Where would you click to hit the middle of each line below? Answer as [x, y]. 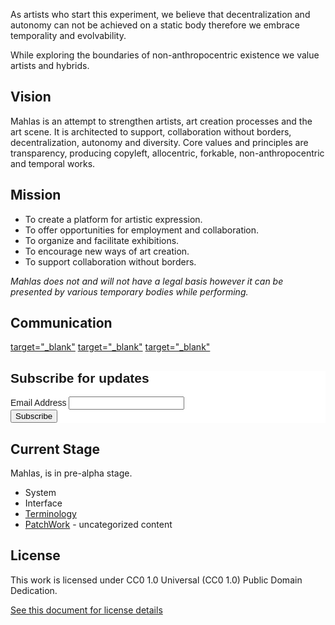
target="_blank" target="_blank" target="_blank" [110, 347]
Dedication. [34, 590]
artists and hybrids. [50, 65]
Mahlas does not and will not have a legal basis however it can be [147, 281]
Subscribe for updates [80, 378]
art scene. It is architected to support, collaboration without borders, [151, 131]
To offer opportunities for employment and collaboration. [142, 230]
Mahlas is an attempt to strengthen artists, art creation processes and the [161, 121]
